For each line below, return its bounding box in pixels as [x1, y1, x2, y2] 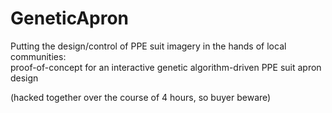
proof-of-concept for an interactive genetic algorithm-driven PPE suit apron [10, 61, 322, 73]
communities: [10, 50, 67, 62]
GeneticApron [10, 7, 130, 30]
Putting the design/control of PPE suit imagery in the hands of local [10, 40, 287, 52]
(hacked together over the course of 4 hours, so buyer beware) [10, 91, 272, 103]
